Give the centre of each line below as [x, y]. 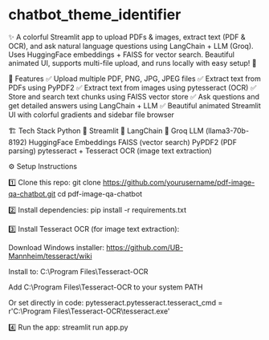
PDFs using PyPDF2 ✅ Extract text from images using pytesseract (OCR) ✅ [132, 87]
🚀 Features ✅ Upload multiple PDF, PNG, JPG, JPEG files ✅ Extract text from [134, 79]
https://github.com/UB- [144, 247]
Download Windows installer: [57, 247]
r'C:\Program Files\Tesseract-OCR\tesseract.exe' [89, 311]
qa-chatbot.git [32, 193]
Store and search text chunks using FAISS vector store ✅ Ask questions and [134, 96]
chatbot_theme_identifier [95, 15]
